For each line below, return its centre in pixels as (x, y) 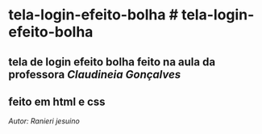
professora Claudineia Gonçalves (95, 74)
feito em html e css (57, 101)
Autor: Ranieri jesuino (44, 121)
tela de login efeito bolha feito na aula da (112, 62)
